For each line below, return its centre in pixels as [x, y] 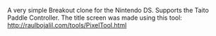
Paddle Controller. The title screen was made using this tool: [95, 18]
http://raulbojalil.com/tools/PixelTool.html [67, 25]
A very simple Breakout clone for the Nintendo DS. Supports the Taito [108, 10]
